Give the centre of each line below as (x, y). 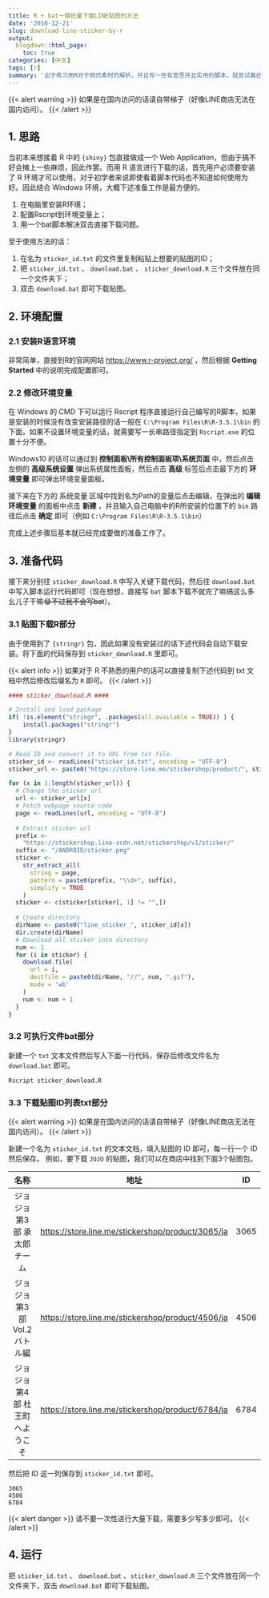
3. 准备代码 (36, 560)
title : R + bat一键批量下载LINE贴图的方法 (73, 16)
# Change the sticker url (59, 791)
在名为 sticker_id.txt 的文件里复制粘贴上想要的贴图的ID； (117, 259)
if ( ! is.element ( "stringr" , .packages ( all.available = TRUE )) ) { (121, 718)
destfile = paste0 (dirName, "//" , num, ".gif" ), (112, 977)
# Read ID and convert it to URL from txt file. (91, 754)
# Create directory (48, 918)
